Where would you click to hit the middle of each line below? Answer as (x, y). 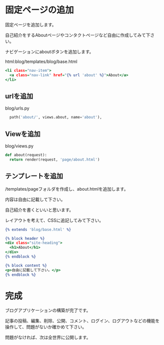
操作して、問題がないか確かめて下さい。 (46, 327)
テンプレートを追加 (34, 176)
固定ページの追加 (40, 10)
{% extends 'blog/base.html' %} (38, 230)
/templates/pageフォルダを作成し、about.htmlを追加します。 (67, 189)
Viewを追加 (23, 134)
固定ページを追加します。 (31, 25)
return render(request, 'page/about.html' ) (55, 159)
